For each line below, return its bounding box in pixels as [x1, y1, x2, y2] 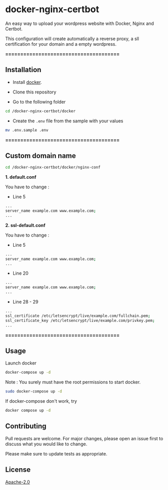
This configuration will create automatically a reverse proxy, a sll [5, 36, 139, 42]
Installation [5, 66, 41, 74]
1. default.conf [5, 174, 36, 180]
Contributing [5, 422, 47, 431]
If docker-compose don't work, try [5, 398, 77, 404]
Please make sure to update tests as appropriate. [5, 450, 108, 456]
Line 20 [12, 270, 29, 276]
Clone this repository [12, 89, 57, 95]
